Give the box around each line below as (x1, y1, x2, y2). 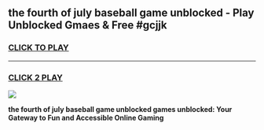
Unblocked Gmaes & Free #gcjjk (8, 19, 167, 32)
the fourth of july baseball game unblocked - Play (8, 6, 255, 20)
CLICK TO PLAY (8, 43, 69, 54)
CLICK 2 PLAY (8, 72, 63, 83)
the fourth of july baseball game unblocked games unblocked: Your (8, 104, 233, 113)
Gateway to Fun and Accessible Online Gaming (8, 113, 164, 122)
